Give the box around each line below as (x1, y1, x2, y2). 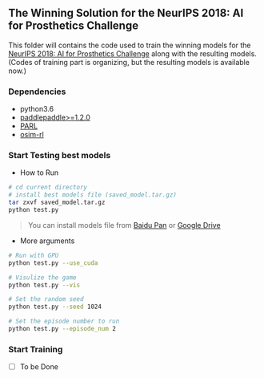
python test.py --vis (8, 281, 81, 289)
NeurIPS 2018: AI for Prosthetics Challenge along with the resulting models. (8, 48, 258, 59)
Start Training (8, 343, 63, 355)
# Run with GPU (8, 251, 59, 259)
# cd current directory (8, 184, 88, 192)
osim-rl (19, 130, 44, 140)
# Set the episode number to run (8, 317, 120, 326)
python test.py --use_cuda (8, 258, 98, 267)
